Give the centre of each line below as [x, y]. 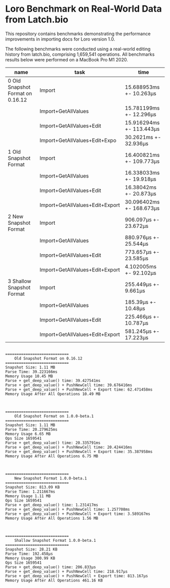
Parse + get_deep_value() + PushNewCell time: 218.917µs [67, 571]
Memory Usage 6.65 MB [28, 434]
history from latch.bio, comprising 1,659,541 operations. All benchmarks [80, 54]
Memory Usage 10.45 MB [29, 376]
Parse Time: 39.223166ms [31, 372]
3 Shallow [19, 281]
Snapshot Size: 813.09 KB [32, 487]
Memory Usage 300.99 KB [30, 558]
